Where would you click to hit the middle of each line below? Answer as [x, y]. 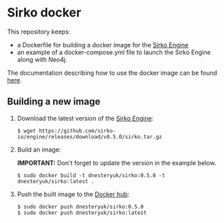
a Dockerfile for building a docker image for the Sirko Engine [103, 45]
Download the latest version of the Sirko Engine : [85, 118]
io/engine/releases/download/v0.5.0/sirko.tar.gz [90, 137]
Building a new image [54, 102]
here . [14, 80]
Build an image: [39, 150]
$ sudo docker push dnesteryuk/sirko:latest [82, 213]
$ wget [26, 131]
